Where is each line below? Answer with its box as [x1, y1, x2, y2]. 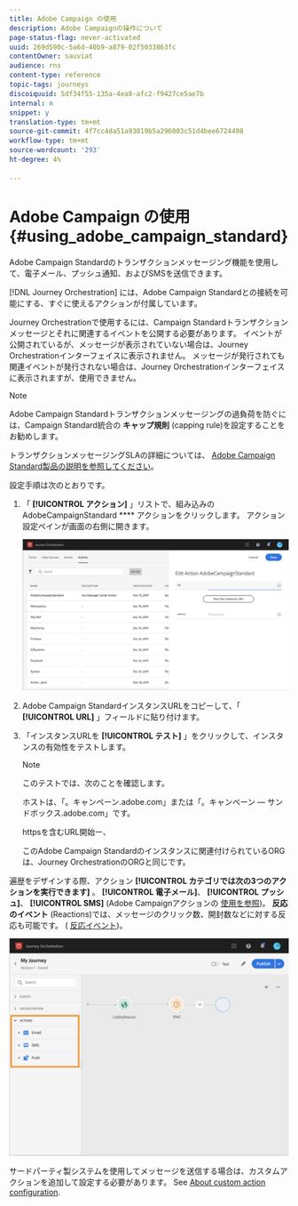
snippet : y [9, 108, 50, 117]
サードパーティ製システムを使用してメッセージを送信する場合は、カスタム [9, 1165, 281, 1176]
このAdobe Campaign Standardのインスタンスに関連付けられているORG [21, 846, 286, 856]
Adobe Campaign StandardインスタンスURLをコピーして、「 [21, 701, 241, 712]
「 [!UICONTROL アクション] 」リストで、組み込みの [21, 498, 216, 509]
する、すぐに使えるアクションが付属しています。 [25, 298, 202, 309]
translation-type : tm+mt [9, 117, 101, 126]
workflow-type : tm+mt [9, 136, 90, 146]
